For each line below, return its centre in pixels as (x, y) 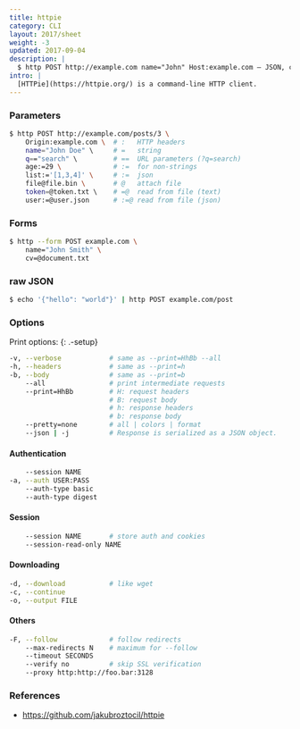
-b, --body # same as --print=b (97, 375)
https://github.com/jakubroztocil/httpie (93, 715)
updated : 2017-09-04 (48, 51)
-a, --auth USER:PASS (50, 481)
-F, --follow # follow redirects (95, 640)
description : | (37, 59)
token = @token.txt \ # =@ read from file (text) (123, 192)
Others (22, 621)
